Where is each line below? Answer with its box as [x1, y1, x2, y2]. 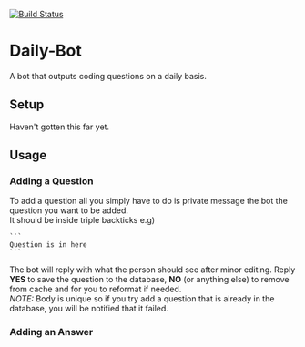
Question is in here [9, 240, 88, 250]
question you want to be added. [9, 205, 129, 216]
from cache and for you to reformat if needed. [9, 283, 182, 295]
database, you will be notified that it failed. [9, 303, 168, 314]
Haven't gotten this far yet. [9, 121, 110, 132]
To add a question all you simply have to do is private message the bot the [9, 196, 289, 207]
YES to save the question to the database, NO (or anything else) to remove [9, 274, 290, 285]
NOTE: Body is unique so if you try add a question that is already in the [9, 293, 275, 304]
